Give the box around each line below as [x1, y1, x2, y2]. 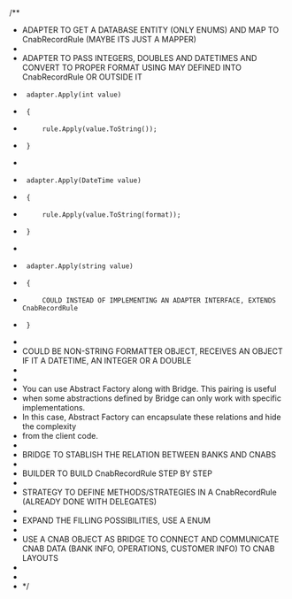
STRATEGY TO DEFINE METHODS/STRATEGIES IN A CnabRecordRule [21, 487, 277, 497]
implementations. [21, 403, 86, 412]
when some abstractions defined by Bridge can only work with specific [21, 393, 281, 403]
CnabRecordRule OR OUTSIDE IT [21, 72, 143, 82]
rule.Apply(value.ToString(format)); [42, 211, 181, 219]
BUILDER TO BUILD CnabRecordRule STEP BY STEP [21, 468, 212, 479]
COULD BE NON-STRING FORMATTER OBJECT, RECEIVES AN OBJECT [21, 346, 283, 357]
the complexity [21, 421, 77, 432]
